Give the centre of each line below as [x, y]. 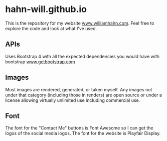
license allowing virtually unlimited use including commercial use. [73, 100]
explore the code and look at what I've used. [51, 28]
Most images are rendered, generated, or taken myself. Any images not [79, 89]
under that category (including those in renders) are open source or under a [83, 95]
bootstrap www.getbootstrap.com [40, 62]
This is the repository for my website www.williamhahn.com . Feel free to [80, 23]
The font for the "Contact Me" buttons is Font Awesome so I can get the [79, 128]
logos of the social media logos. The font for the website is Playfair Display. [83, 133]
